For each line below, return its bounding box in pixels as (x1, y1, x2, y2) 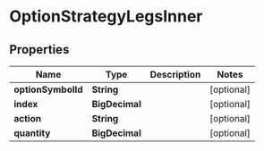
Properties (9, 42, 70, 57)
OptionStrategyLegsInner (9, 6, 203, 27)
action (13, 113, 42, 124)
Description (149, 69, 201, 80)
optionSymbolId (13, 83, 83, 96)
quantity (13, 127, 51, 139)
